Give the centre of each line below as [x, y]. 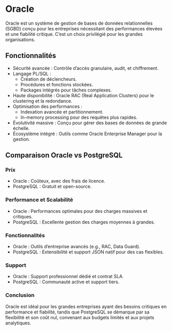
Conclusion [20, 295]
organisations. [20, 40]
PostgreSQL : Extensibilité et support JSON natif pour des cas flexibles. [88, 252]
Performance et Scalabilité [39, 200]
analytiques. [18, 323]
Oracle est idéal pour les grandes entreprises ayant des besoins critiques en [86, 306]
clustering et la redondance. [43, 101]
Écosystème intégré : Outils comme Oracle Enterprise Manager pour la [88, 134]
